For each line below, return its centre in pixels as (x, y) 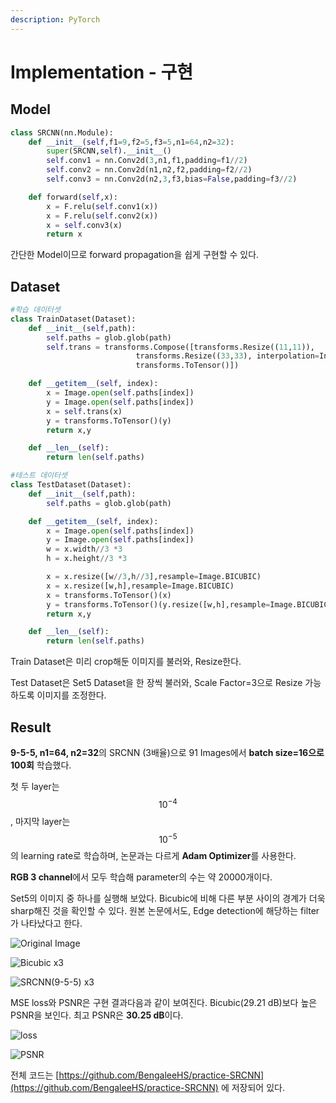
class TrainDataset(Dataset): (73, 319)
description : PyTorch (55, 19)
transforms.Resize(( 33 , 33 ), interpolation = (227, 356)
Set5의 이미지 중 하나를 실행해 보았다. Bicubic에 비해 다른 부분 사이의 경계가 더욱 (168, 898)
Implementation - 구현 (101, 72)
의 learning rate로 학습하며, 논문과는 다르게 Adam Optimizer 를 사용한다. (153, 856)
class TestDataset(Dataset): (71, 485)
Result (31, 727)
